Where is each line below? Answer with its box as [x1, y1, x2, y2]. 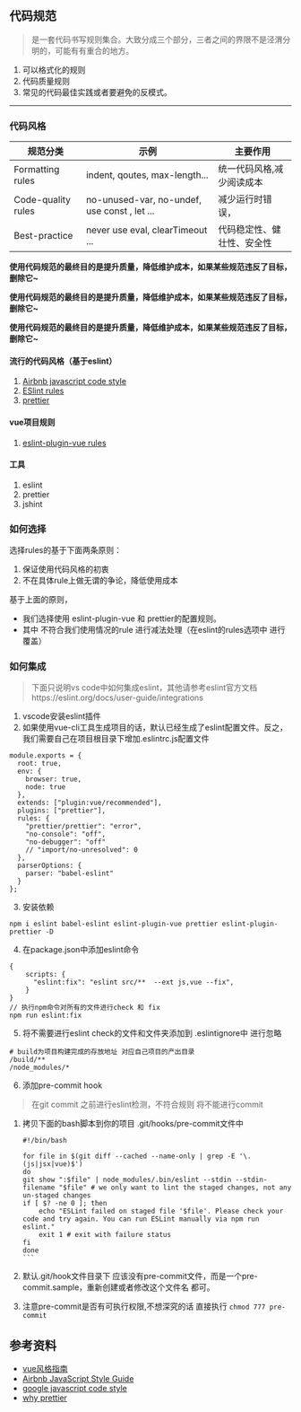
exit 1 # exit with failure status [39, 1231, 172, 1240]
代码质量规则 [21, 75, 70, 86]
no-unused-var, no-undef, [86, 194, 202, 206]
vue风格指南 [21, 1364, 69, 1374]
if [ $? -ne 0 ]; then [21, 1199, 107, 1208]
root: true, [17, 759, 63, 768]
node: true [25, 783, 66, 792]
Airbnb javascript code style [21, 376, 127, 387]
